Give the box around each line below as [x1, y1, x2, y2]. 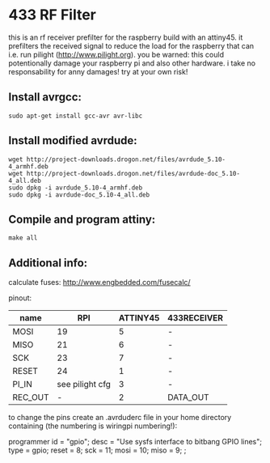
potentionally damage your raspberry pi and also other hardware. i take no [8, 58, 256, 68]
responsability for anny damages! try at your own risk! [8, 66, 188, 76]
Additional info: [8, 256, 88, 270]
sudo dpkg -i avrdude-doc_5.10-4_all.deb [8, 190, 150, 199]
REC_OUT [12, 392, 50, 403]
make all [8, 234, 38, 242]
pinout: [8, 293, 32, 303]
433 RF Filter [8, 6, 97, 24]
